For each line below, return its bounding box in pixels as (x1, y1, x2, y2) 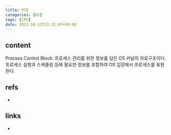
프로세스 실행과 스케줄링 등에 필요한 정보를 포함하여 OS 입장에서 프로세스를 (5, 62, 155, 68)
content (5, 41, 31, 49)
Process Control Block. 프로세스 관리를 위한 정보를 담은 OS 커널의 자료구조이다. (5, 55, 166, 62)
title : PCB (5, 7, 29, 13)
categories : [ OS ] (5, 12, 42, 17)
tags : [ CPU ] (5, 17, 31, 22)
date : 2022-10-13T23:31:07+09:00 (5, 22, 77, 27)
